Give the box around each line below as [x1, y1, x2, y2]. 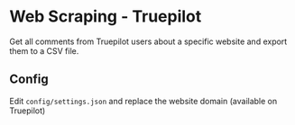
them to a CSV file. [9, 45, 79, 56]
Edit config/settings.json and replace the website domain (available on [9, 95, 278, 106]
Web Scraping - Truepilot [9, 6, 202, 27]
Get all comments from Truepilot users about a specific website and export [9, 36, 288, 47]
